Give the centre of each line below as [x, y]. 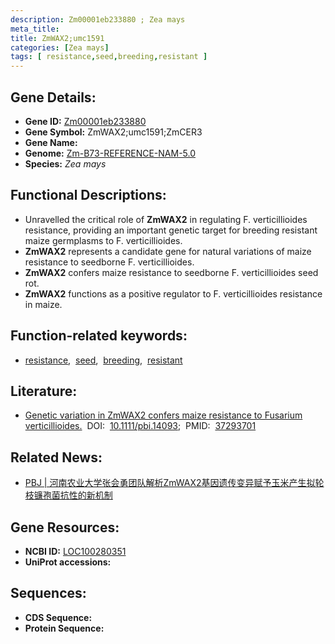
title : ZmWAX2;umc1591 [57, 38]
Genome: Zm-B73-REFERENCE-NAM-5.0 [110, 153]
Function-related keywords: [99, 336]
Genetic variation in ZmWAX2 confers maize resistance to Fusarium [163, 415]
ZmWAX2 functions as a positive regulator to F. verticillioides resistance [173, 293]
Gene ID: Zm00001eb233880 [85, 121]
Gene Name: [51, 142]
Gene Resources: [65, 527]
